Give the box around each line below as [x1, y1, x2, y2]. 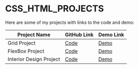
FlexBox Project [7, 48, 44, 55]
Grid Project [7, 39, 36, 46]
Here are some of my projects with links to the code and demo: [5, 19, 135, 25]
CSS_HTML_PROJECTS [5, 3, 104, 14]
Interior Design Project [7, 56, 61, 63]
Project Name [17, 31, 51, 38]
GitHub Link [65, 31, 94, 38]
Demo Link [98, 31, 125, 38]
